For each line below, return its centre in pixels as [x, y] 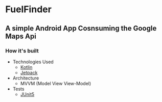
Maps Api [21, 36]
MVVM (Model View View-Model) [56, 83]
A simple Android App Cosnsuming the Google [81, 28]
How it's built [22, 50]
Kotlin [26, 67]
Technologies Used [33, 62]
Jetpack [29, 72]
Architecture [26, 78]
